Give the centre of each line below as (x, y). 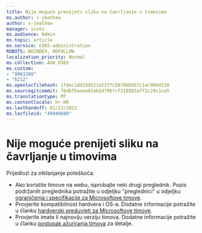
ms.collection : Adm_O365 (38, 62)
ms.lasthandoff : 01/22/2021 (42, 108)
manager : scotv (25, 29)
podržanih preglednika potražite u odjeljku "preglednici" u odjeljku (98, 191)
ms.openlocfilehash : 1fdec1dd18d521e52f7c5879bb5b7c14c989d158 (88, 86)
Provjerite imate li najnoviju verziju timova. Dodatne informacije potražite (105, 217)
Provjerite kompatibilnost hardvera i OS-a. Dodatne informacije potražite (105, 204)
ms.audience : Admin (31, 35)
